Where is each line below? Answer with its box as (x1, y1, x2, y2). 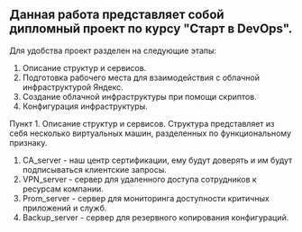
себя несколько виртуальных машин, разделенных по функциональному (9, 128, 291, 138)
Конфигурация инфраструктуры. (22, 101, 148, 112)
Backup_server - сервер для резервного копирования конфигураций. (22, 211, 289, 223)
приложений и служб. (22, 202, 107, 213)
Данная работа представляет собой (9, 7, 224, 22)
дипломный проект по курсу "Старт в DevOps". (9, 22, 293, 37)
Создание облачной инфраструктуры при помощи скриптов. (22, 91, 257, 102)
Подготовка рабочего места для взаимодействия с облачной (22, 72, 260, 83)
